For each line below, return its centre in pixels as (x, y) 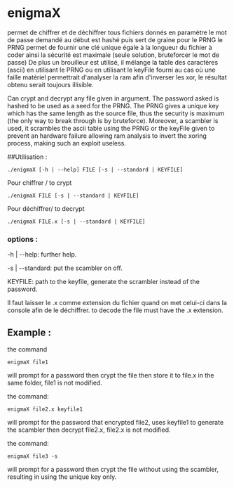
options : (23, 239)
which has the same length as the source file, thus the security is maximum (116, 113)
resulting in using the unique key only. (62, 477)
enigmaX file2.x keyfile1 (45, 409)
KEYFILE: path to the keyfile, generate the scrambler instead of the (103, 282)
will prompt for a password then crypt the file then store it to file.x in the (111, 375)
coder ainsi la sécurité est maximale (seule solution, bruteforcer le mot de (113, 55)
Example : (29, 332)
